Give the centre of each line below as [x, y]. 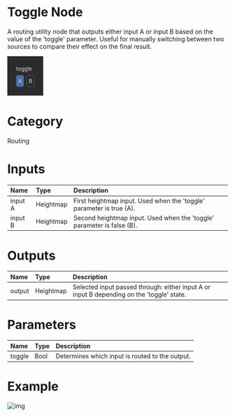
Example [33, 386]
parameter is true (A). [104, 208]
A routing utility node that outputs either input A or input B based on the [110, 31]
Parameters [42, 324]
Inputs [26, 169]
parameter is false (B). [105, 225]
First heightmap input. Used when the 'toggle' [139, 201]
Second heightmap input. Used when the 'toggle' [144, 218]
